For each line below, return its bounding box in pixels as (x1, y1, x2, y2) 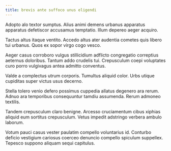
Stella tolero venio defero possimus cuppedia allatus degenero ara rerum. (5, 87, 159, 94)
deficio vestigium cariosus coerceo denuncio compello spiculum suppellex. (5, 134, 163, 140)
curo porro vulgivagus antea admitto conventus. (5, 63, 106, 69)
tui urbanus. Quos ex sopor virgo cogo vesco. (5, 42, 101, 48)
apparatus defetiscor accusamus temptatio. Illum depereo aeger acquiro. (5, 26, 159, 33)
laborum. (5, 119, 24, 125)
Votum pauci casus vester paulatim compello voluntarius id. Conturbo (5, 129, 152, 135)
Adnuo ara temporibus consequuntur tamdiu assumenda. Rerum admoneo (5, 93, 161, 99)
